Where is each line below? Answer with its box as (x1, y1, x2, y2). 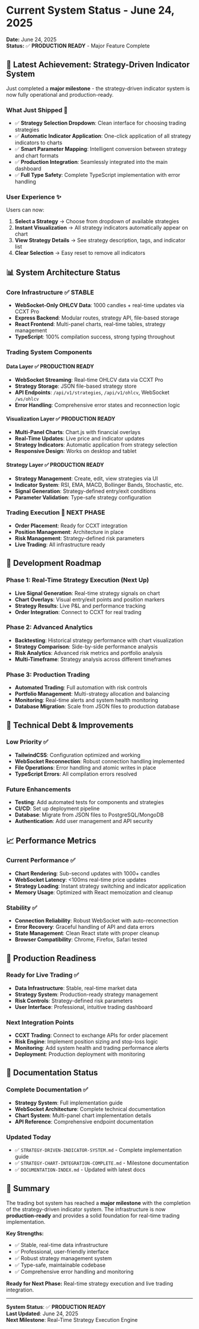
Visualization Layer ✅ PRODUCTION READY (6, 415, 115, 422)
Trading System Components (6, 348, 92, 356)
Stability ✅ (6, 903, 37, 912)
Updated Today (6, 1132, 52, 1141)
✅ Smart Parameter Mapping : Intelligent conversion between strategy (14, 145, 187, 153)
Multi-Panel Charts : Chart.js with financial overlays (14, 429, 141, 436)
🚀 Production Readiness (6, 953, 97, 963)
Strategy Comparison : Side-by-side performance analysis (14, 643, 158, 650)
